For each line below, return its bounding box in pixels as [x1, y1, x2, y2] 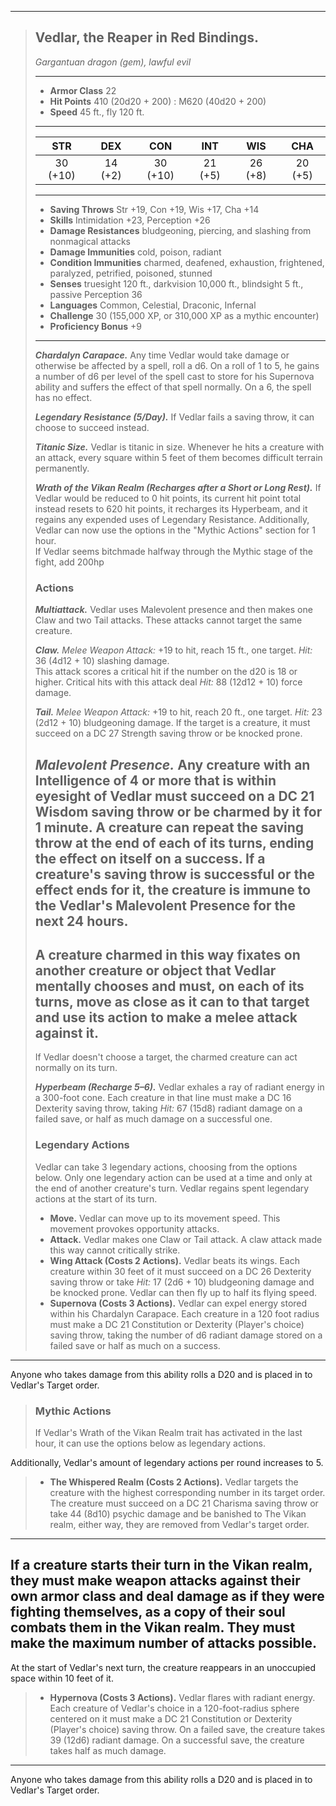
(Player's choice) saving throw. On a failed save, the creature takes [49, 1723, 326, 1735]
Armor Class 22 [49, 84, 117, 96]
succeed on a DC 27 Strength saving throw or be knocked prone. [34, 727, 303, 740]
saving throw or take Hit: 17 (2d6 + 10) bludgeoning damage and [49, 1276, 315, 1288]
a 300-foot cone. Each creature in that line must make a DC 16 [34, 1092, 292, 1104]
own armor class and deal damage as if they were [10, 1588, 325, 1605]
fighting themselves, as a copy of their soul [10, 1604, 286, 1621]
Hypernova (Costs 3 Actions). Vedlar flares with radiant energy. [49, 1691, 316, 1703]
